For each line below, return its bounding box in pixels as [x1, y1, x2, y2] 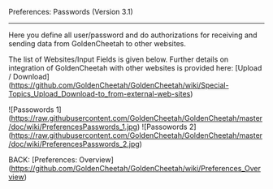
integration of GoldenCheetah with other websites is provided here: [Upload [8, 63, 262, 72]
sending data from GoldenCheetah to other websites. [8, 39, 187, 48]
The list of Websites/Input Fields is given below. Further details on [8, 54, 229, 64]
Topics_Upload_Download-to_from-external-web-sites [8, 89, 191, 98]
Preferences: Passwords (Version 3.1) [8, 7, 134, 16]
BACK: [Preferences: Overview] [8, 155, 114, 165]
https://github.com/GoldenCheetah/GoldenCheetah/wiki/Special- [11, 80, 229, 90]
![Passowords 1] [8, 105, 63, 114]
